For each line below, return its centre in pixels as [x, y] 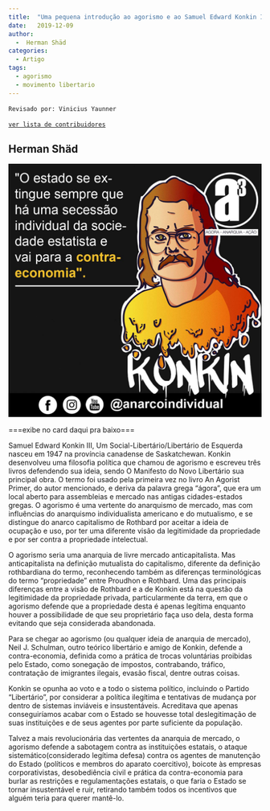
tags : [17, 68]
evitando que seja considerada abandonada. [82, 624]
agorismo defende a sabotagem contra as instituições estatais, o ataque [128, 747]
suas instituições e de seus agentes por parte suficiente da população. [125, 723]
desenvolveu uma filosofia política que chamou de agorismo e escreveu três [135, 463]
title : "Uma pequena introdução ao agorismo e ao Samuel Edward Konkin [133, 17]
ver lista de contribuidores [57, 125]
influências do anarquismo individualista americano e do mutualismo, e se [131, 514]
